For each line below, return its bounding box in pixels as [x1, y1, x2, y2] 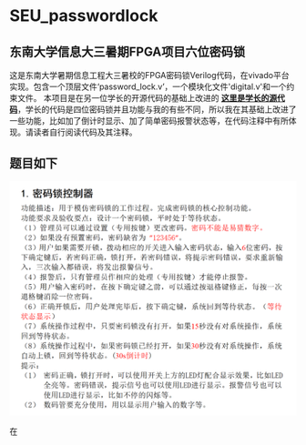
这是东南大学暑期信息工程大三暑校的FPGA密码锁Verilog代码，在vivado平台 [9, 70, 290, 80]
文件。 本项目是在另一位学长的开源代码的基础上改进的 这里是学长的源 [16, 93, 278, 103]
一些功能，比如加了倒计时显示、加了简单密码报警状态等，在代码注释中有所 [9, 116, 289, 126]
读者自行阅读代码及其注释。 [33, 126, 138, 137]
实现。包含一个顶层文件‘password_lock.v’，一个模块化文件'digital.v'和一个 [9, 81, 287, 92]
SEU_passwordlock [9, 5, 158, 26]
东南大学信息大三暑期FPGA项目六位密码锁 [9, 44, 246, 59]
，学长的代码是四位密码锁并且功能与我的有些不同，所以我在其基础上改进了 [17, 104, 297, 115]
